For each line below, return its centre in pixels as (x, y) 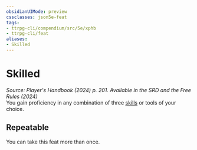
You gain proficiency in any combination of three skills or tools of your (91, 102)
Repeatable (27, 128)
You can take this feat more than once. (53, 142)
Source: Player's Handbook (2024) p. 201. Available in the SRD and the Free (99, 90)
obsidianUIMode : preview (37, 12)
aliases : (17, 39)
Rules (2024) (22, 96)
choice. (15, 109)
